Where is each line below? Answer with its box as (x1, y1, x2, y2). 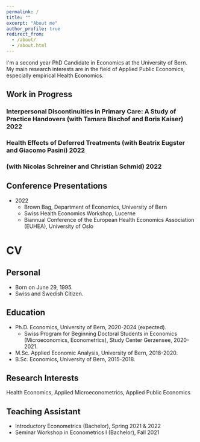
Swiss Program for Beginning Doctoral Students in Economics (23, 330, 178, 337)
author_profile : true (6, 25, 61, 32)
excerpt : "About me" (6, 20, 58, 26)
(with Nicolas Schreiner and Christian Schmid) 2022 (6, 162, 162, 171)
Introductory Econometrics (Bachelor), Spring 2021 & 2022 (14, 423, 161, 430)
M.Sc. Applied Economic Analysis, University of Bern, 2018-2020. (14, 349, 178, 356)
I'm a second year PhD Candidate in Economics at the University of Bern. (6, 58, 188, 66)
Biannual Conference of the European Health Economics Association (23, 216, 195, 223)
